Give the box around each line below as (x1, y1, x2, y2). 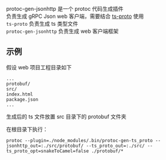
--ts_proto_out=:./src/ (86, 143, 145, 149)
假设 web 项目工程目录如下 (6, 63, 72, 70)
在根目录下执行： (6, 125, 48, 133)
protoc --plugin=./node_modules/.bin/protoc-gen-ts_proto (6, 137, 153, 143)
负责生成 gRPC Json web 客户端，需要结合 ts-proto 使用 (6, 13, 144, 20)
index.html (6, 91, 33, 97)
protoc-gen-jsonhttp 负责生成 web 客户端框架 (6, 27, 119, 35)
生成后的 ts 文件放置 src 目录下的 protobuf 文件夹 (6, 113, 127, 120)
